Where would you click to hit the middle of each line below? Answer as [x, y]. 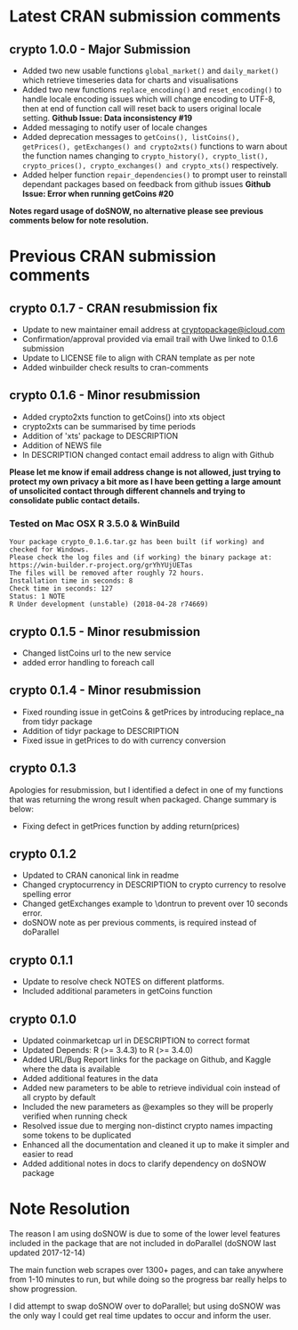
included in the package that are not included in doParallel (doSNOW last [143, 1243]
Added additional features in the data [90, 1078]
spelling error [47, 894]
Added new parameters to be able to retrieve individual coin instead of [151, 1088]
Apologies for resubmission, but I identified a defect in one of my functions [146, 789]
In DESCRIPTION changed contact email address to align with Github [148, 454]
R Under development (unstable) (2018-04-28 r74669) [109, 604]
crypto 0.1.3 [43, 768]
